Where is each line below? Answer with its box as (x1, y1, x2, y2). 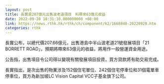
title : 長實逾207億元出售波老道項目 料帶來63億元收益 (5, 12, 106, 17)
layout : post (5, 7, 32, 12)
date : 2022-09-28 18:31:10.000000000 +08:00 (5, 16, 99, 21)
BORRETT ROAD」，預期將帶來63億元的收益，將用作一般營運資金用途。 (5, 46, 150, 52)
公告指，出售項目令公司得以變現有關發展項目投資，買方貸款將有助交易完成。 (5, 56, 162, 62)
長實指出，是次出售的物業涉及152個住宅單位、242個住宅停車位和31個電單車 (5, 67, 160, 73)
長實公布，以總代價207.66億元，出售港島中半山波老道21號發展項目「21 (5, 40, 150, 46)
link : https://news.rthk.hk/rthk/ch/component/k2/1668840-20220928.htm (5, 21, 156, 26)
